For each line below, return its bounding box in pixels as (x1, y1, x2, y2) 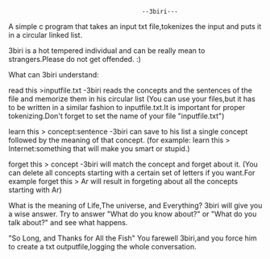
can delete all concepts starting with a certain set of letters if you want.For (8, 168, 255, 177)
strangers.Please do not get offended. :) (8, 55, 141, 64)
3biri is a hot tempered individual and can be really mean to (8, 46, 206, 55)
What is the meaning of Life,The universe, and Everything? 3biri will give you (8, 201, 263, 210)
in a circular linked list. (8, 31, 83, 39)
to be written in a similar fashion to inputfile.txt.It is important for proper (8, 103, 246, 112)
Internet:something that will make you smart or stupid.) (8, 144, 191, 153)
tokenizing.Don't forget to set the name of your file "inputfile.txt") (8, 111, 225, 121)
